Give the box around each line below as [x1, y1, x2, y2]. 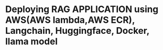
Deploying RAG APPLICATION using [5, 4, 158, 15]
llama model [5, 36, 58, 47]
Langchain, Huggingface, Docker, [5, 25, 150, 36]
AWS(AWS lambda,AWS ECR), [5, 14, 135, 26]
